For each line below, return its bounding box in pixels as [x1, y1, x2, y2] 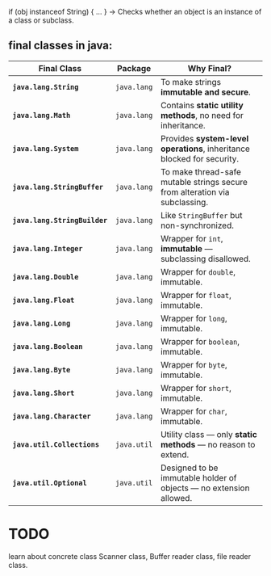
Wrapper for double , [160, 266, 236, 277]
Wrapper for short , [160, 382, 231, 393]
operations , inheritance [160, 143, 250, 154]
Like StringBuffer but [160, 209, 243, 221]
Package [116, 62, 152, 74]
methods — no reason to [160, 439, 256, 450]
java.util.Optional [12, 478, 87, 487]
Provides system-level [160, 132, 249, 144]
